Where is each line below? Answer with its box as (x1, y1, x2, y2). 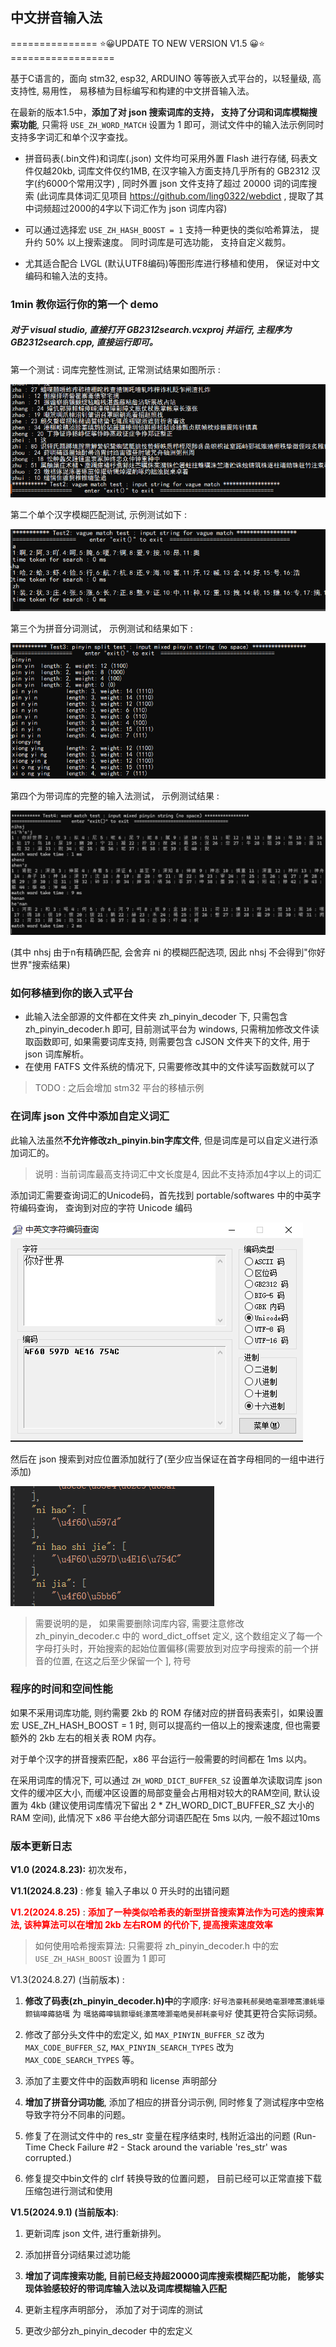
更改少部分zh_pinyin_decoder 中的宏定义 (24, 2325, 193, 2337)
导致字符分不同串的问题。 (24, 2109, 131, 2121)
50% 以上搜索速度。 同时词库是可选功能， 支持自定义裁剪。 (44, 236, 292, 248)
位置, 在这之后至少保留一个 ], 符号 (52, 1654, 192, 1667)
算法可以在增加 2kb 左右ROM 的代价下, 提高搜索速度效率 (41, 1919, 273, 1931)
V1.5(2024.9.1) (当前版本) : (10, 2206, 119, 2218)
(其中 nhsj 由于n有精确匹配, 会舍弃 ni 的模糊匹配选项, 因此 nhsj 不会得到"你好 (10, 946, 326, 958)
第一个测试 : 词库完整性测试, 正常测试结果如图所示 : (10, 363, 221, 375)
